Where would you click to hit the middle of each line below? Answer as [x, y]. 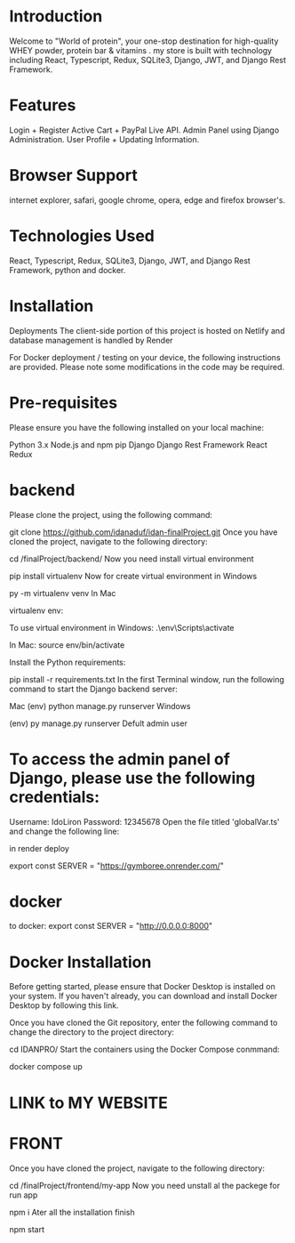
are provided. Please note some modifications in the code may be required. [147, 367]
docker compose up [46, 1067]
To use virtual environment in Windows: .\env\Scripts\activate [122, 627]
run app [24, 1195]
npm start [27, 1229]
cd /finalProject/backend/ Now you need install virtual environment [132, 559]
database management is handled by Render [91, 340]
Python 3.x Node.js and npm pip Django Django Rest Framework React [139, 444]
